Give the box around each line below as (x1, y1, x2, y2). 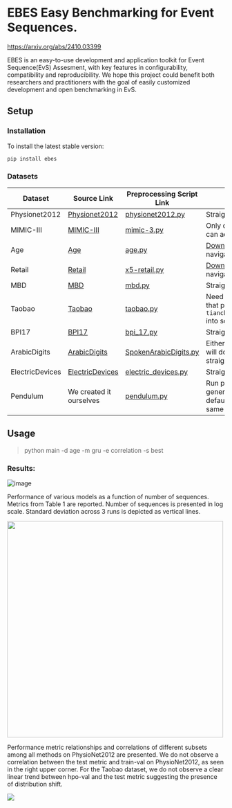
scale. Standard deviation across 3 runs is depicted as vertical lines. (7, 508, 201, 516)
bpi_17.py (125, 327, 157, 336)
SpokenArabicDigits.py (125, 347, 200, 357)
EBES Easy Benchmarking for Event (7, 5, 215, 21)
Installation (7, 126, 46, 136)
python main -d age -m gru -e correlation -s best (23, 446, 164, 454)
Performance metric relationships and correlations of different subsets (7, 743, 208, 752)
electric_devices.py (125, 367, 188, 377)
